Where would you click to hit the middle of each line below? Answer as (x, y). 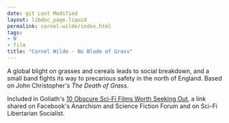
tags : (15, 32)
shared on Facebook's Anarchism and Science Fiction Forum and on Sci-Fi (112, 106)
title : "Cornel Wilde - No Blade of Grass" (70, 52)
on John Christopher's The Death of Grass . (68, 85)
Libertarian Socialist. (36, 113)
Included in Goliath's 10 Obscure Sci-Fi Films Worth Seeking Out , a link (107, 98)
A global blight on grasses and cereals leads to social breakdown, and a (108, 71)
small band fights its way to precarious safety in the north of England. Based (114, 78)
